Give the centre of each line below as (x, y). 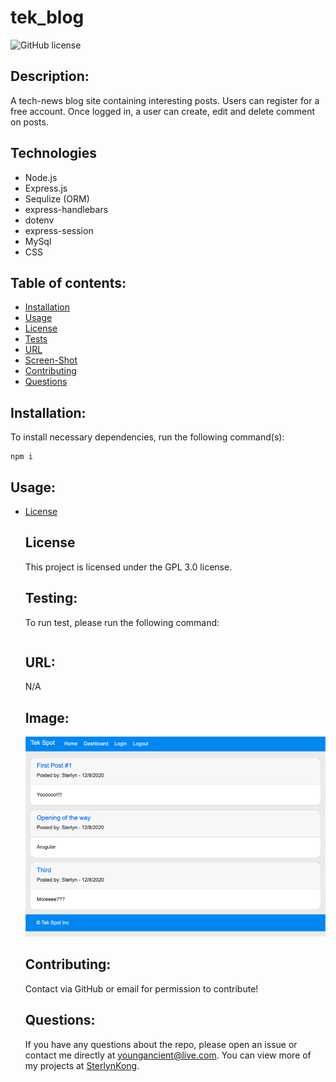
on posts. (29, 122)
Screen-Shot (51, 360)
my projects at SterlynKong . (82, 1065)
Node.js (41, 177)
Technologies (54, 153)
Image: (47, 717)
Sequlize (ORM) (57, 198)
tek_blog (47, 17)
